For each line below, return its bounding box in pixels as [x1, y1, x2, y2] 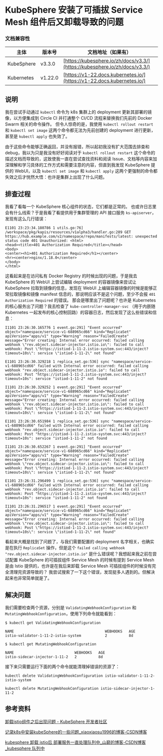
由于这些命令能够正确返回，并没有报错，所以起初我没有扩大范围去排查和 [5, 144, 149, 150]
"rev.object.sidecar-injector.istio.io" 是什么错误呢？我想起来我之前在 [5, 551, 153, 557]
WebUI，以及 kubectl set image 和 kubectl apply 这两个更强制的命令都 [14, 168, 158, 174]
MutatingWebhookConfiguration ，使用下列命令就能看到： [5, 611, 117, 616]
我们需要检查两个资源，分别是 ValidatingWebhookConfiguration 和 [5, 604, 137, 611]
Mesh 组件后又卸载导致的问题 [5, 17, 124, 28]
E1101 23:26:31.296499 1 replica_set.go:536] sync [5, 479, 110, 484]
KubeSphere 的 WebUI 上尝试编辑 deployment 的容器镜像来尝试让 [5, 279, 137, 285]
